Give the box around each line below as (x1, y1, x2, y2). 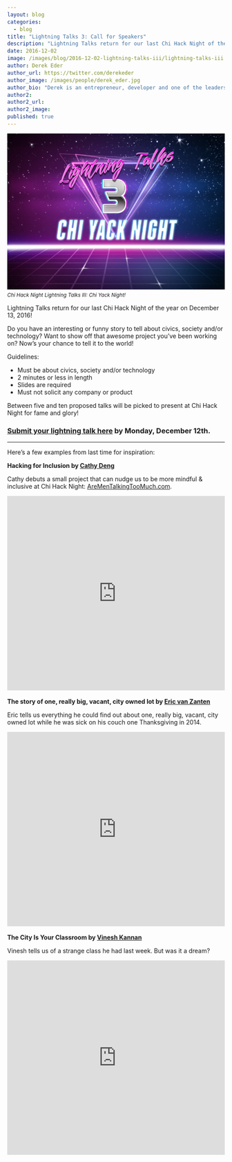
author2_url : (7, 99, 45, 106)
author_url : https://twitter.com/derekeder (7, 69, 135, 76)
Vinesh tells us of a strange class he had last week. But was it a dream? (7, 947, 211, 955)
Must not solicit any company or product (17, 388, 133, 396)
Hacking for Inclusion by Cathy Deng (7, 462, 115, 470)
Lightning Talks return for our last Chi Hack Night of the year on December (7, 303, 220, 312)
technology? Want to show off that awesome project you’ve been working (7, 332, 217, 340)
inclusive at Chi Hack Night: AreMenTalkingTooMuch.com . (7, 482, 173, 491)
